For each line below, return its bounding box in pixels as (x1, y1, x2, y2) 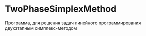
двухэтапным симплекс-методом (5, 25, 77, 31)
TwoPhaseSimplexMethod (5, 3, 117, 15)
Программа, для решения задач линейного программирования (5, 20, 141, 26)
